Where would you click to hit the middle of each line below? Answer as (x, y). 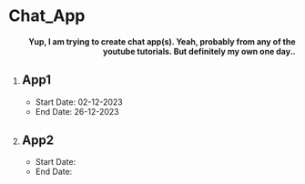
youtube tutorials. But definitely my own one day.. (199, 51)
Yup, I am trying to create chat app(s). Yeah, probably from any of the (162, 41)
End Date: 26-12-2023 (77, 111)
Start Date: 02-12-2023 (79, 102)
